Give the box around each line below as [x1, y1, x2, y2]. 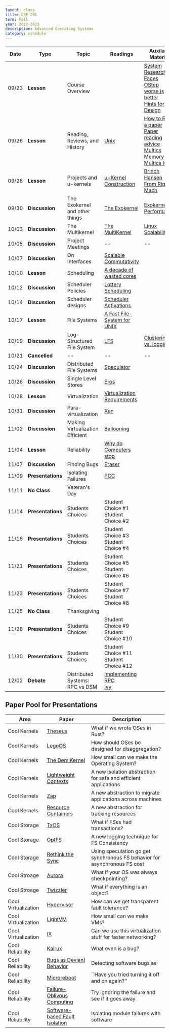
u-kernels [67, 181, 91, 187]
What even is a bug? [91, 945, 140, 952]
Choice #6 [104, 572, 130, 579]
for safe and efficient [91, 774, 141, 781]
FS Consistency [91, 839, 129, 846]
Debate [27, 677, 46, 684]
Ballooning [104, 425, 130, 432]
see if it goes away [91, 995, 136, 1002]
